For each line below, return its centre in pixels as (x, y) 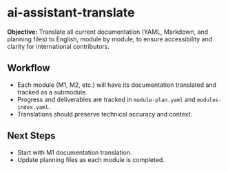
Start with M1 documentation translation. (74, 152)
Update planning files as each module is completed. (91, 159)
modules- (209, 100)
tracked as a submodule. (52, 92)
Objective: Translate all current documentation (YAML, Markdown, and (108, 32)
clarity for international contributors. (59, 46)
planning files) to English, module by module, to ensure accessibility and (110, 39)
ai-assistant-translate (71, 13)
